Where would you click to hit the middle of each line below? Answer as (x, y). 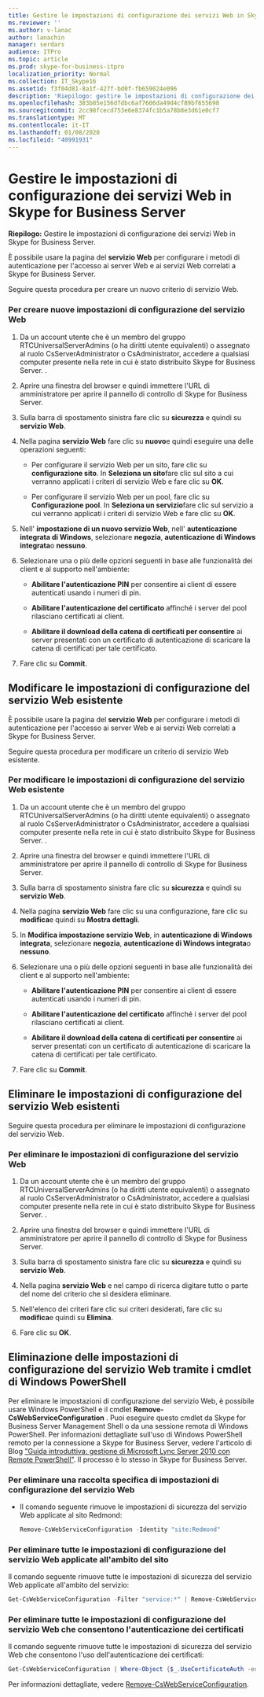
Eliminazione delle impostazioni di (93, 1358)
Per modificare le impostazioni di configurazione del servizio (126, 780)
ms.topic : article (38, 60)
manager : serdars (37, 45)
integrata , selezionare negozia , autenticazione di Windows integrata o (135, 943)
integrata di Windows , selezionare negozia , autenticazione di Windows (137, 537)
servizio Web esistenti (64, 1107)
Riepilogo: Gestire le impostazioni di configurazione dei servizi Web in (122, 234)
